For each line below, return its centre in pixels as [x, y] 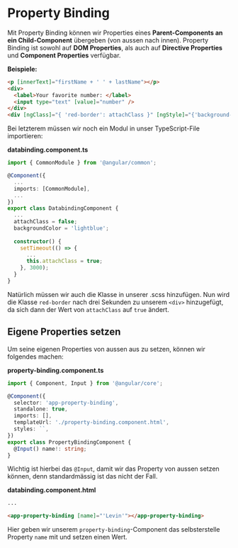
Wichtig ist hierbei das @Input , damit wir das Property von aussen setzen [113, 469]
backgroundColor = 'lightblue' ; [62, 228]
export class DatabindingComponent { [63, 208]
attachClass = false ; [46, 222]
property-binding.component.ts [56, 370]
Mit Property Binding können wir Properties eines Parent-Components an [115, 33]
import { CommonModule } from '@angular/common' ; [82, 163]
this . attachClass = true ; [64, 261]
